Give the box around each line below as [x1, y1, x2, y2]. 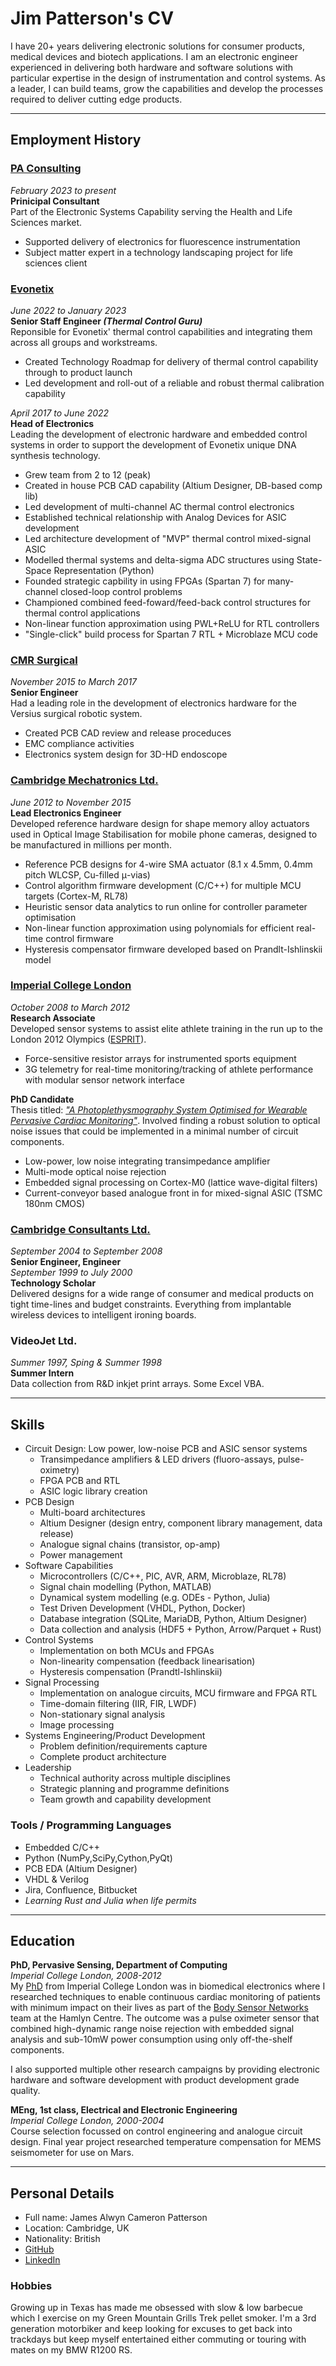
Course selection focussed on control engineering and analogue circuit [10, 2125, 303, 2137]
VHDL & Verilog [24, 1873, 90, 1885]
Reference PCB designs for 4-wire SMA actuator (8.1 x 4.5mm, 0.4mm [24, 858, 313, 870]
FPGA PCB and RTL [39, 1475, 121, 1487]
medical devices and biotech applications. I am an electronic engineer [10, 50, 298, 62]
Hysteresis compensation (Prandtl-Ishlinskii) [39, 1666, 223, 1678]
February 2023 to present [10, 184, 117, 196]
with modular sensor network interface [24, 1073, 185, 1086]
